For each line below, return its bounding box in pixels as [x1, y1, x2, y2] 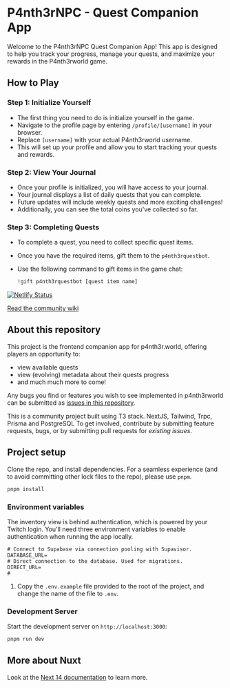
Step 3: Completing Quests [7, 222, 100, 232]
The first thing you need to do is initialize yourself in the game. [17, 113, 195, 122]
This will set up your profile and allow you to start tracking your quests [17, 143, 217, 151]
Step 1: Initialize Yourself [7, 98, 92, 108]
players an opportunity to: [7, 350, 81, 358]
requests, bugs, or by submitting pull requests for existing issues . [7, 426, 193, 434]
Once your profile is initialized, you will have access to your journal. [17, 183, 209, 191]
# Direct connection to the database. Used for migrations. [7, 557, 184, 564]
